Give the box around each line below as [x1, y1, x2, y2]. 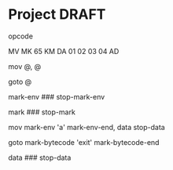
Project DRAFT [8, 5, 106, 24]
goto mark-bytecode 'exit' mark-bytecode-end [8, 137, 160, 146]
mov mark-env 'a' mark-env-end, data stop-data [8, 122, 165, 132]
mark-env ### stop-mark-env [8, 92, 105, 101]
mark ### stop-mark [8, 107, 76, 117]
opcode [8, 31, 34, 41]
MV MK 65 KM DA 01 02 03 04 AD [8, 46, 120, 56]
